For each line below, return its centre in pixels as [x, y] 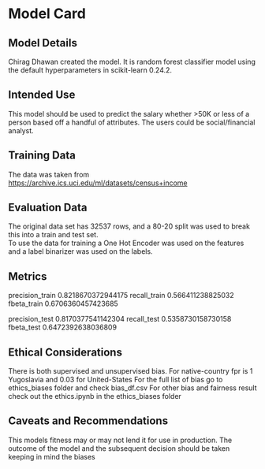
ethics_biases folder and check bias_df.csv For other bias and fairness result [132, 388]
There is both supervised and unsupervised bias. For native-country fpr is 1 [131, 371]
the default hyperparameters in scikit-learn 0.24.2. [90, 70]
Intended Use [42, 95]
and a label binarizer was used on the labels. [80, 251]
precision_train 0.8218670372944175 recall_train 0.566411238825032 [121, 296]
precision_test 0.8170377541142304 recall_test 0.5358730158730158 [120, 319]
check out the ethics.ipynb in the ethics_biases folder [95, 396]
